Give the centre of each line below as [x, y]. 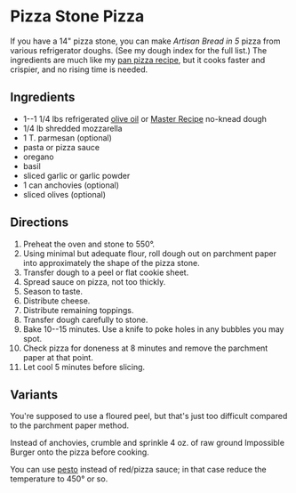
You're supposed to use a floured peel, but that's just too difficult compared [149, 416]
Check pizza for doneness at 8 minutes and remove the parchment [145, 348]
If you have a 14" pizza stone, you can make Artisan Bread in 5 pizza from [145, 41]
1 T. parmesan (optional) [67, 137]
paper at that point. [58, 357]
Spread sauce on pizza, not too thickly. [94, 281]
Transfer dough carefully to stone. [85, 319]
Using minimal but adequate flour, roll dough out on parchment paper [150, 253]
